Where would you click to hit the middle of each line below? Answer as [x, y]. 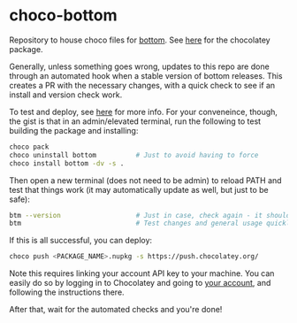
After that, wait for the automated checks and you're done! [116, 310]
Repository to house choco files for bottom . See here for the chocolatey [140, 40]
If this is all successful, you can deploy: [81, 241]
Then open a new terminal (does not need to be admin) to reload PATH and [145, 180]
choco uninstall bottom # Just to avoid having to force [134, 155]
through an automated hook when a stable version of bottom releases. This [146, 75]
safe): [20, 199]
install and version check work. [66, 95]
